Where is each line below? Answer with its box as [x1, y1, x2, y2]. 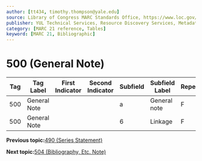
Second [89, 79, 112, 87]
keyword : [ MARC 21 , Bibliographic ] [6, 31, 96, 37]
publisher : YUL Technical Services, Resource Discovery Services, [6, 20, 176, 26]
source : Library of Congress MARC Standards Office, [6, 14, 141, 20]
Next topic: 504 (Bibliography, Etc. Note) [6, 148, 106, 156]
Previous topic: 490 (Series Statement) [6, 136, 103, 144]
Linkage [150, 118, 173, 126]
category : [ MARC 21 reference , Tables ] [6, 25, 106, 32]
